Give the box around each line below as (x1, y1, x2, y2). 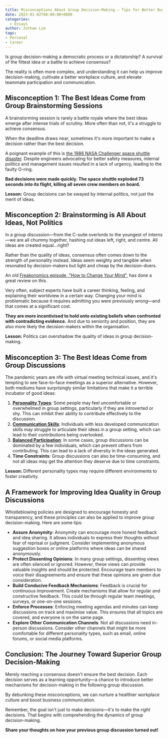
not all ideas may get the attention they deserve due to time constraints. (12, 458, 161, 464)
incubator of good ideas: (5, 390, 56, 396)
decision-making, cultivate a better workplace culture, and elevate (5, 74, 141, 80)
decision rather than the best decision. (5, 141, 84, 147)
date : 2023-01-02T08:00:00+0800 (5, 12, 72, 17)
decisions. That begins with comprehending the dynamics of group (5, 711, 143, 718)
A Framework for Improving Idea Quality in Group (5, 488, 161, 496)
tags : (5, 31, 16, 36)
